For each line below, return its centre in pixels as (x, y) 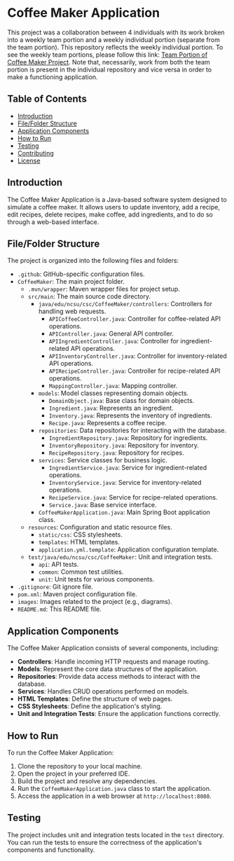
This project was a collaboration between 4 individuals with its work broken (116, 32)
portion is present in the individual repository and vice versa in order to (110, 69)
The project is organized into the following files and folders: (93, 261)
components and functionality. (51, 850)
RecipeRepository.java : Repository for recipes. (116, 453)
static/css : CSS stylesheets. (80, 535)
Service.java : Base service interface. (103, 505)
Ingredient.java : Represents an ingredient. (111, 408)
